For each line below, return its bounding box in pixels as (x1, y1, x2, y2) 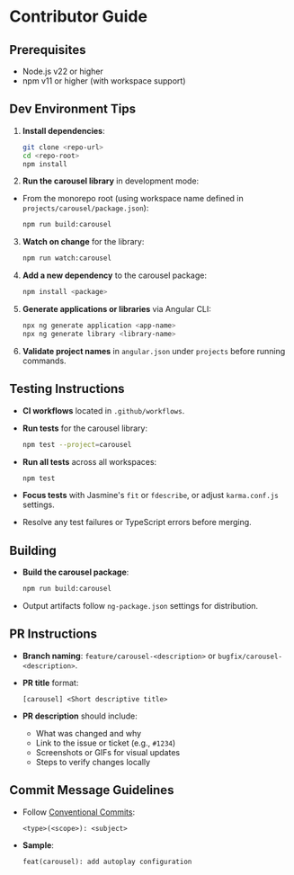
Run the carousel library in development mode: (22, 175, 200, 186)
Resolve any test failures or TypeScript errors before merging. (22, 517, 252, 528)
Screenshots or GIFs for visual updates (35, 746, 181, 757)
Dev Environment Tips (9, 102, 137, 117)
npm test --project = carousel (22, 440, 132, 449)
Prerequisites (9, 42, 86, 58)
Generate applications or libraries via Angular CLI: (22, 304, 211, 315)
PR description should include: (22, 710, 138, 721)
